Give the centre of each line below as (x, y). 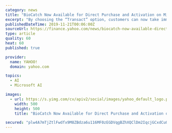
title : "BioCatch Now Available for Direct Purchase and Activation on (83, 15)
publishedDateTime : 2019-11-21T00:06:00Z (50, 24)
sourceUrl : (17, 29)
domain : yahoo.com (30, 67)
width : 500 (26, 104)
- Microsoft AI (26, 85)
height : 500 (27, 109)
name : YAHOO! (24, 62)
